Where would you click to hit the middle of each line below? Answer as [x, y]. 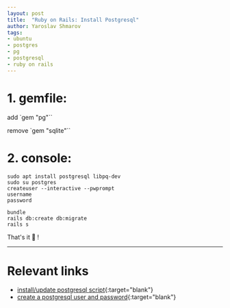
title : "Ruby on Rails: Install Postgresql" [73, 20]
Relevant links [48, 271]
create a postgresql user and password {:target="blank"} [97, 297]
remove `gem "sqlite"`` [39, 130]
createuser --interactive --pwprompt [61, 188]
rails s [18, 224]
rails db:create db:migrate [47, 218]
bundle [16, 212]
